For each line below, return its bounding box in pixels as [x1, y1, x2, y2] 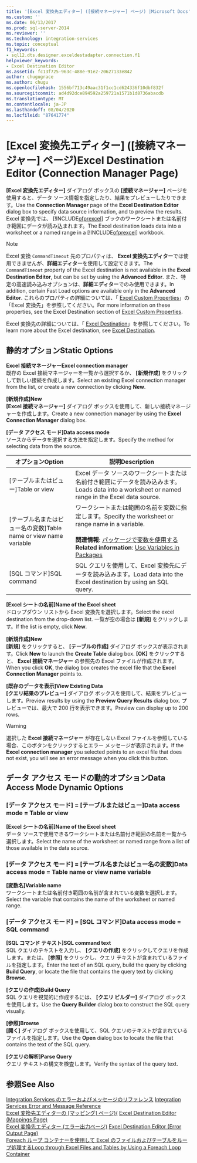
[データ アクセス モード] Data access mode [6, 429, 110, 436]
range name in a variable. [75, 520, 145, 528]
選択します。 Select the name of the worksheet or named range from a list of [6, 838, 190, 845]
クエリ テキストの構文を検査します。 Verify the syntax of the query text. [6, 1060, 179, 1067]
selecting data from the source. [6, 443, 82, 449]
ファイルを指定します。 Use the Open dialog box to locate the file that [6, 1035, 174, 1042]
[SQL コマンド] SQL [9, 569, 62, 578]
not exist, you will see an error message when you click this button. [6, 755, 169, 761]
